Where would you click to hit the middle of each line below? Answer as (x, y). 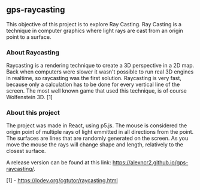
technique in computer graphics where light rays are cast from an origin (95, 30)
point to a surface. (29, 37)
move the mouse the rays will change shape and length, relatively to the (95, 145)
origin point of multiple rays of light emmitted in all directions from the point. (100, 132)
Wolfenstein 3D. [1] (29, 97)
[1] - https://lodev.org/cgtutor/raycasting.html (62, 180)
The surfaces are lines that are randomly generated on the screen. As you (97, 138)
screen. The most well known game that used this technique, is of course (97, 91)
